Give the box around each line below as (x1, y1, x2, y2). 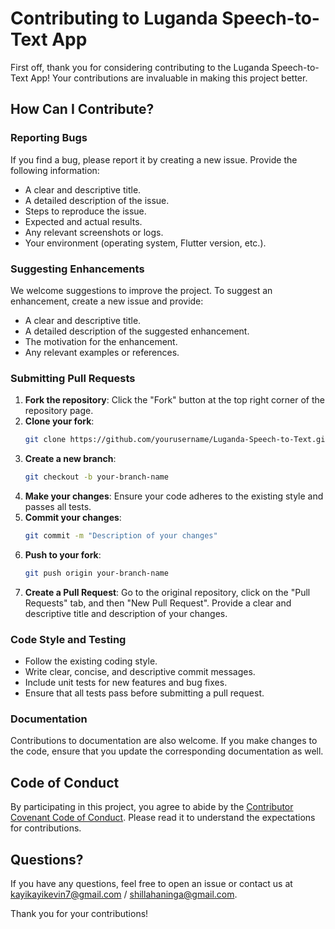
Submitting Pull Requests (10, 371, 136, 385)
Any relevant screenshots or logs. (24, 226, 164, 238)
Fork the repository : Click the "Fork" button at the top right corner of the (24, 394, 325, 406)
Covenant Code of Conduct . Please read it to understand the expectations (10, 812, 316, 824)
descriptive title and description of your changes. (24, 607, 228, 619)
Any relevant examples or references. (24, 346, 180, 358)
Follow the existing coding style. (24, 655, 158, 667)
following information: (10, 164, 100, 176)
